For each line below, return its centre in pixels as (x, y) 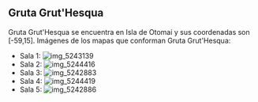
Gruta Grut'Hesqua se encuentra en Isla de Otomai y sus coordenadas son (129, 32)
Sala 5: (31, 89)
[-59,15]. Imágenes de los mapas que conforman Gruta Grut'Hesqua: (120, 40)
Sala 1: (30, 55)
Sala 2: (31, 64)
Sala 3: (31, 72)
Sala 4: (31, 81)
